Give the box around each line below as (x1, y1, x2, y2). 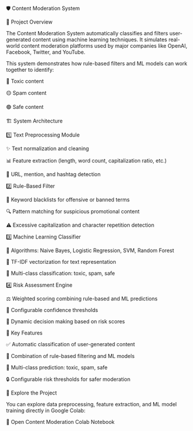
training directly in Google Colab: (6, 407, 86, 414)
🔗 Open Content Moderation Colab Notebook (6, 419, 115, 425)
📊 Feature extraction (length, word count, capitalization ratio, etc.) (6, 157, 167, 164)
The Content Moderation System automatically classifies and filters (6, 30, 168, 37)
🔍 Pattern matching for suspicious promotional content (6, 208, 140, 215)
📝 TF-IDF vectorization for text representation (6, 258, 116, 265)
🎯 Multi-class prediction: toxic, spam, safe (6, 364, 108, 371)
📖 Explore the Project (6, 389, 57, 396)
